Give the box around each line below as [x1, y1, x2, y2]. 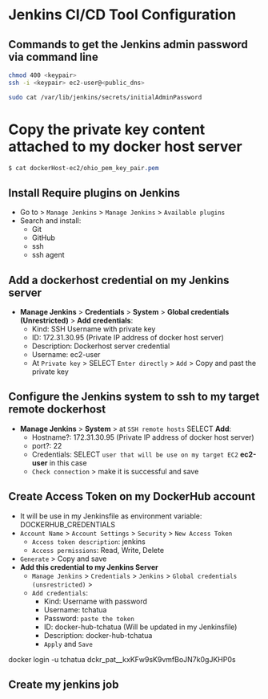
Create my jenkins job [8, 678, 119, 692]
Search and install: [19, 216, 82, 226]
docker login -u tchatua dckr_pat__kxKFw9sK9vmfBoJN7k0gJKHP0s [8, 654, 236, 664]
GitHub [31, 233, 56, 242]
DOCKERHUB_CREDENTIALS [19, 519, 116, 529]
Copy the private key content [8, 120, 206, 138]
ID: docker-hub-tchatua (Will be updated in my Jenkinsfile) [43, 622, 238, 632]
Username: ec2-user [31, 350, 101, 360]
